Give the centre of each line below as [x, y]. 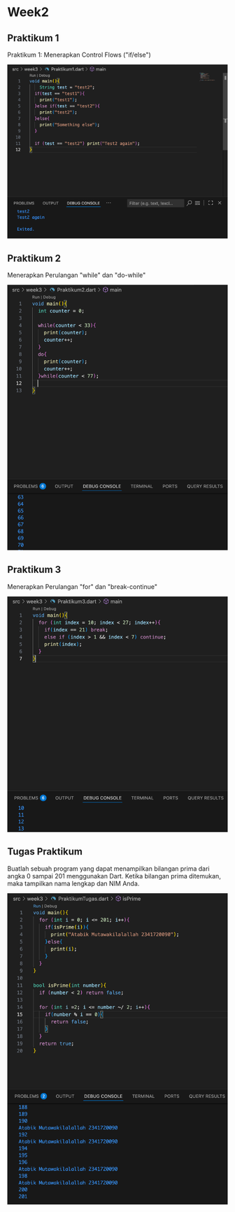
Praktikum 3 [34, 570]
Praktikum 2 [34, 258]
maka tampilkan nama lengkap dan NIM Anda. [73, 883]
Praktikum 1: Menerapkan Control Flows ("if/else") [79, 55]
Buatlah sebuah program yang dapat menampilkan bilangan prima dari [108, 869]
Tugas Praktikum [45, 851]
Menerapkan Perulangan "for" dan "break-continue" [82, 586]
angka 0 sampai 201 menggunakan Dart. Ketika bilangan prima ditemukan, [114, 876]
